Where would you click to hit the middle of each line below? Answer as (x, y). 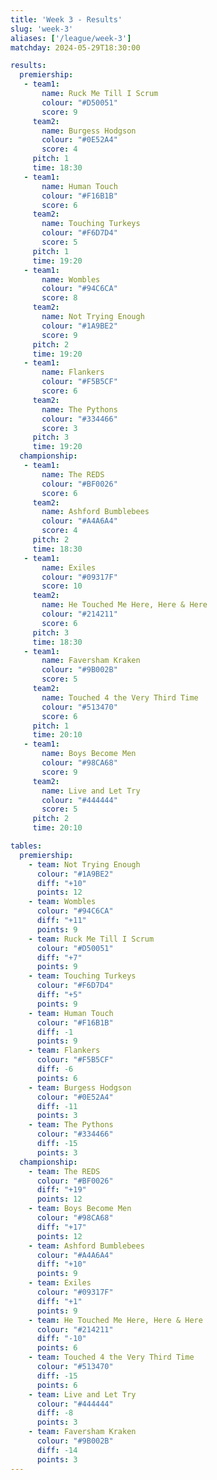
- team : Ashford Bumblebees (86, 1246)
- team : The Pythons (71, 1125)
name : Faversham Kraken (91, 661)
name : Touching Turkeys (91, 224)
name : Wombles (71, 279)
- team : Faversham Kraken (82, 1432)
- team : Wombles (62, 902)
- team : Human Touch (71, 1013)
